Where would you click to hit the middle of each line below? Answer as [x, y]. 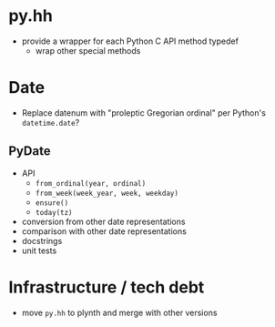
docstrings [42, 240]
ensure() [52, 203]
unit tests [39, 250]
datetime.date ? [51, 122]
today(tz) [54, 212]
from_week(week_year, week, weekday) [107, 193]
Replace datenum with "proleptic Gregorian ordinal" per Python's [143, 112]
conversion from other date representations [103, 221]
